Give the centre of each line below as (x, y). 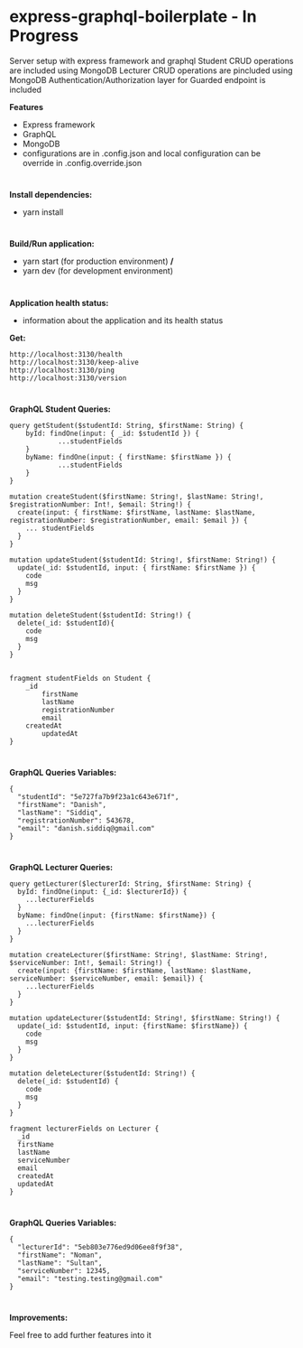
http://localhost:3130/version (68, 378)
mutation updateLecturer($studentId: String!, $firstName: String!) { (145, 1018)
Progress (44, 36)
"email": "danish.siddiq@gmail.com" (86, 828)
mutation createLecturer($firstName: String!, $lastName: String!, (139, 955)
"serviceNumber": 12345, (64, 1271)
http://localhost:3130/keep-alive (74, 362)
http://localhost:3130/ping (62, 370)
